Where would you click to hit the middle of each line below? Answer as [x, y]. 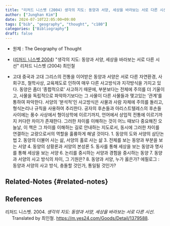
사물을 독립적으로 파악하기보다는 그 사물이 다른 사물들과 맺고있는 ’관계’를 [91, 95]
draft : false [19, 34]
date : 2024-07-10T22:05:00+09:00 [40, 19]
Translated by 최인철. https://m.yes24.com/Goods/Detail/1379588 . [80, 218]
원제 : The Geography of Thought [47, 49]
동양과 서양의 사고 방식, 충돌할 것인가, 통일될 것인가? [64, 165]
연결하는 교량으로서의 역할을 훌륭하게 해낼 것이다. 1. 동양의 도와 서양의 [81, 134]
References [24, 199]
